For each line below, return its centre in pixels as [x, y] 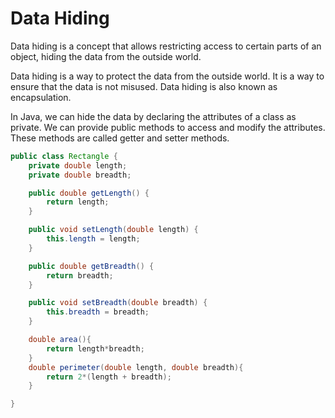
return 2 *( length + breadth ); [109, 377]
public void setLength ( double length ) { [113, 230]
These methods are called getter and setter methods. [120, 138]
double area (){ [60, 340]
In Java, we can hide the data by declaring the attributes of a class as [153, 116]
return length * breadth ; [95, 348]
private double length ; [78, 165]
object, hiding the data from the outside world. [106, 56]
